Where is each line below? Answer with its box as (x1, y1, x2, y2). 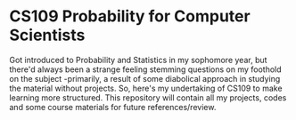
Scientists (9, 25, 86, 45)
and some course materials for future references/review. (9, 101, 217, 112)
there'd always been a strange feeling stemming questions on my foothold (9, 64, 283, 75)
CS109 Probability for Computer (9, 6, 251, 27)
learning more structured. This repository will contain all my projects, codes (9, 92, 287, 103)
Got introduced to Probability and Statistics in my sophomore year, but (9, 54, 267, 65)
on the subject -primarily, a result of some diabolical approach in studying (9, 73, 281, 84)
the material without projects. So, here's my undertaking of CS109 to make (9, 83, 283, 93)
